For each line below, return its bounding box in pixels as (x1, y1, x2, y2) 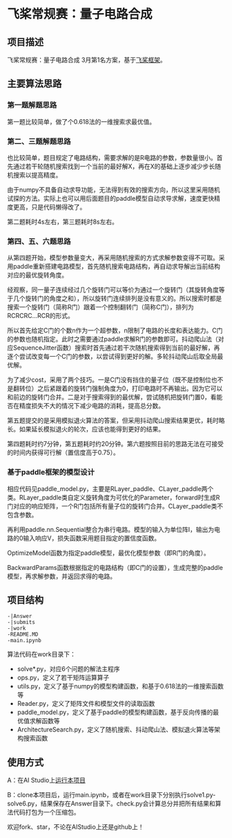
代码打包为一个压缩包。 (12, 808, 80, 817)
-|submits (7, 619, 36, 626)
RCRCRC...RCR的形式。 (7, 312, 75, 320)
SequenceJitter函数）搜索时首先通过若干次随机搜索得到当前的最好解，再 (12, 344, 220, 352)
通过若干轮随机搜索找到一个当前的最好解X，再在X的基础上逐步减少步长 (12, 162, 215, 170)
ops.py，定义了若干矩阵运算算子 (17, 673, 110, 682)
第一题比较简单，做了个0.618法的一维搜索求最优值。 (7, 117, 156, 125)
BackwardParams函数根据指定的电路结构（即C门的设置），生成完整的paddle (7, 563, 223, 571)
